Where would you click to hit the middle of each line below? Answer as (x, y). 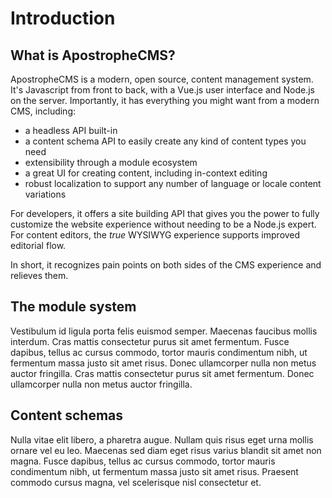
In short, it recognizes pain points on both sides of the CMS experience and (166, 265)
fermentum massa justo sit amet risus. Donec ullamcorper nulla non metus (163, 363)
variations (45, 194)
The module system (73, 307)
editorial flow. (38, 245)
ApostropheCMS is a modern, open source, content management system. (162, 79)
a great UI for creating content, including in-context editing (146, 173)
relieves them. (39, 275)
